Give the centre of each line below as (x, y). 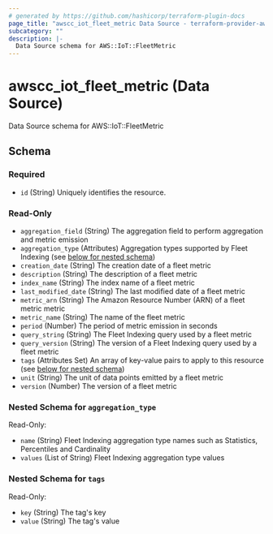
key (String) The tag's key (63, 512)
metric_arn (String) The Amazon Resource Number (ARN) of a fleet (132, 300)
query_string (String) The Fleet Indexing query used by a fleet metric (136, 334)
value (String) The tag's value (70, 521)
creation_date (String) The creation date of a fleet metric (115, 265)
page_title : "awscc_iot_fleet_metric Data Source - (97, 24)
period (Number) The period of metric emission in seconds (119, 326)
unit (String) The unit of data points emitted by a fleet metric (122, 377)
